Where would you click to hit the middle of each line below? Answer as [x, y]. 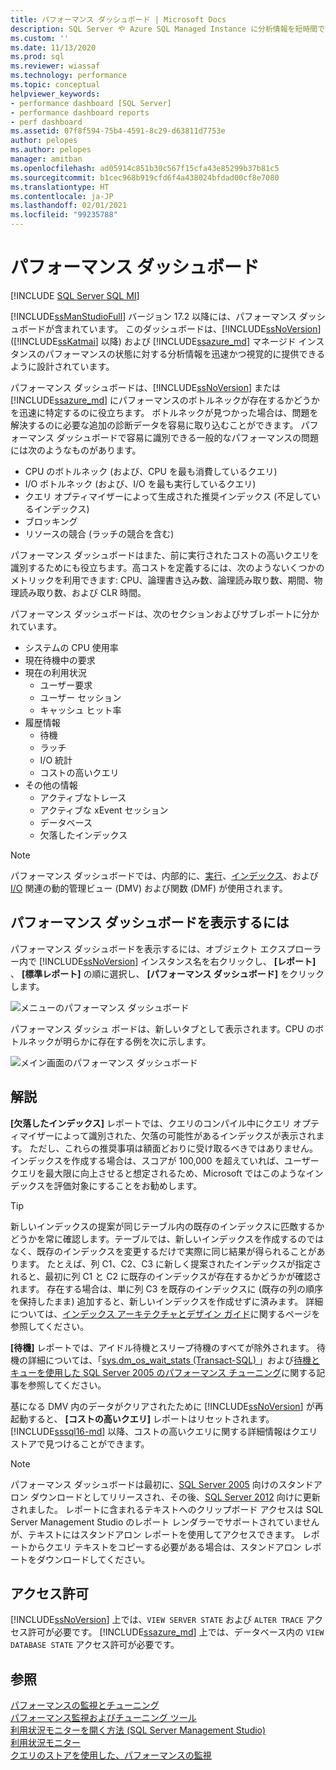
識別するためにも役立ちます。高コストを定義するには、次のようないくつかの [167, 567]
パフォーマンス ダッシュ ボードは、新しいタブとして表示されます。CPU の [163, 1028]
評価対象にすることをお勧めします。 [128, 1185]
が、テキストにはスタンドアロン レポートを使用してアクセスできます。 [155, 1534]
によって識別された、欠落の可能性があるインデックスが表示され [185, 1135]
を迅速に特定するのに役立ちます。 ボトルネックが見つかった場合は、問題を [164, 412]
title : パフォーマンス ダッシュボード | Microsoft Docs [118, 19]
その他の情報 [51, 785]
